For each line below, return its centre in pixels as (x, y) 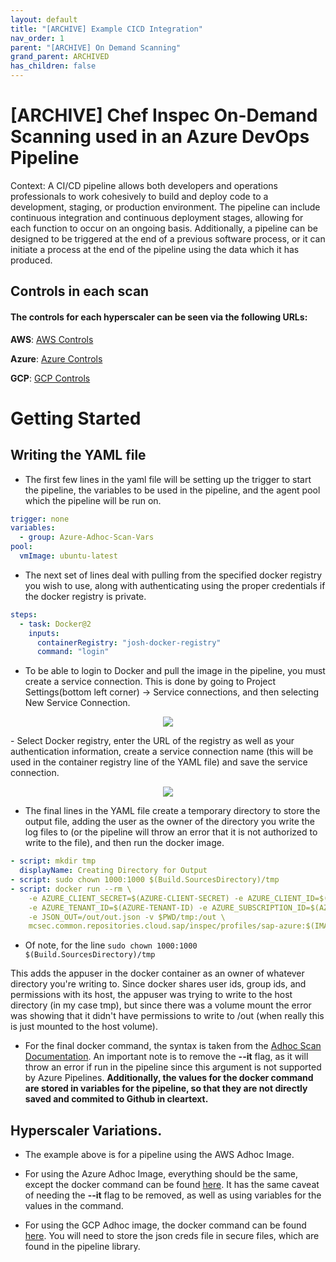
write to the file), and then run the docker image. (124, 843)
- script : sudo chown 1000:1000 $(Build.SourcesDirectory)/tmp (145, 880)
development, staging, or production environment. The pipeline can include (165, 207)
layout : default (44, 19)
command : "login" (73, 652)
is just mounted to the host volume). (84, 1027)
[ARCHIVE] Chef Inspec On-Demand (164, 115)
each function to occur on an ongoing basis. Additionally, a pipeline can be (164, 228)
